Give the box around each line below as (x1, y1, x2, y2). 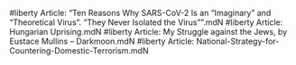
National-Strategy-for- (196, 36, 280, 46)
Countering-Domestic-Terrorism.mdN (9, 45, 149, 56)
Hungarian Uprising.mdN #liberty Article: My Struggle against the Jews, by (9, 27, 288, 37)
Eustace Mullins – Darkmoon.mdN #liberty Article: (9, 36, 195, 46)
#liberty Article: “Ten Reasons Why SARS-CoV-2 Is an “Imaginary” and (9, 8, 272, 18)
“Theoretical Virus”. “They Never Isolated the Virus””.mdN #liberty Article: (9, 17, 283, 28)
